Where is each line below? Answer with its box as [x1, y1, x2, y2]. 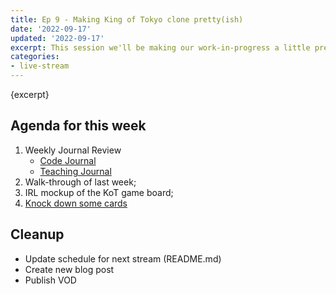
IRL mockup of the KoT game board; [24, 186, 174, 198]
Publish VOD [24, 274, 77, 286]
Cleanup [10, 226, 65, 243]
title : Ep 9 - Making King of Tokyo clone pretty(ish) [10, 14, 244, 25]
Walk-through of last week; [24, 176, 137, 188]
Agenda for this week [10, 117, 147, 135]
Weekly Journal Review [24, 144, 122, 156]
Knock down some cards [24, 197, 128, 209]
